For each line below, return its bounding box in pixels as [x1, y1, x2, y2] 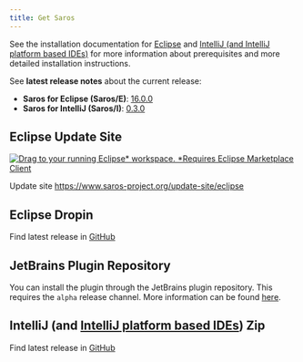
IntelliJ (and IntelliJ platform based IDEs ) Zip [9, 318, 266, 334]
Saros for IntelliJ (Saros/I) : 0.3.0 [22, 102, 146, 114]
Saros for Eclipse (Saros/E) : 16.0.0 [22, 93, 153, 104]
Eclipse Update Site [9, 129, 123, 145]
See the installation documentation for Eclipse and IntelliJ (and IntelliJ [9, 38, 270, 49]
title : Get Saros [9, 13, 76, 23]
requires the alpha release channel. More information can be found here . [9, 292, 282, 303]
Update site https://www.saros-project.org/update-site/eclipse [9, 181, 244, 191]
